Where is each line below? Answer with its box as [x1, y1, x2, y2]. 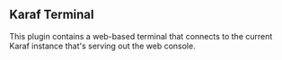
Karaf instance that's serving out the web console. [9, 40, 196, 51]
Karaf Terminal [9, 7, 94, 22]
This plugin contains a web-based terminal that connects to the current [9, 30, 273, 41]
